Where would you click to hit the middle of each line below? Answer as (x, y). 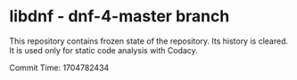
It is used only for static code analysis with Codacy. (103, 50)
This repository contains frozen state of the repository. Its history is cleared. (148, 41)
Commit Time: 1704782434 (59, 68)
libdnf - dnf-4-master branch (120, 16)
